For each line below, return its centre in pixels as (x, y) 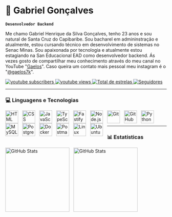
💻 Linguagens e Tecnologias (42, 100)
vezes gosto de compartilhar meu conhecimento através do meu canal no (83, 61)
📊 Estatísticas (125, 137)
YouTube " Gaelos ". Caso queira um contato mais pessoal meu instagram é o (86, 66)
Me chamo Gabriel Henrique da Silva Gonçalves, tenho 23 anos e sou (79, 33)
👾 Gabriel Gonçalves (49, 11)
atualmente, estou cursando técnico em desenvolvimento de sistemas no (82, 44)
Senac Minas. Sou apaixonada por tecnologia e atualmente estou (74, 50)
